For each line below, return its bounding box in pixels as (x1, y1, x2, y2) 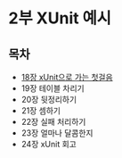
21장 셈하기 (20, 105, 61, 116)
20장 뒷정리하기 (20, 95, 77, 104)
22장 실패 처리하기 (20, 117, 86, 127)
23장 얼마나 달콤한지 (20, 128, 94, 138)
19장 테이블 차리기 (20, 83, 85, 94)
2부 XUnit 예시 (8, 8, 112, 29)
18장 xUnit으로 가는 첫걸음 (20, 72, 113, 82)
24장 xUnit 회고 (20, 139, 77, 149)
